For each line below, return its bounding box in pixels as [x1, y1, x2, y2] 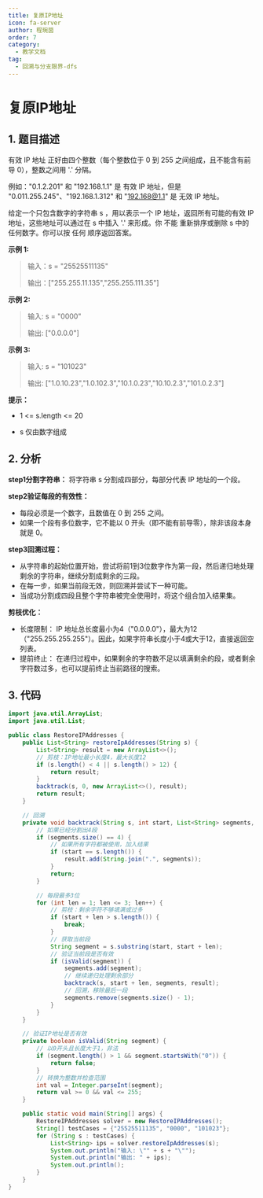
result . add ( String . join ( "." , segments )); [64, 855, 202, 864]
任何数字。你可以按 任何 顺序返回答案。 [8, 227, 136, 237]
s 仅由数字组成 [19, 426, 68, 437]
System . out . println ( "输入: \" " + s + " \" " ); [49, 1146, 196, 1155]
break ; [64, 921, 86, 929]
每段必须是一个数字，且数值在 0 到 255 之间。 [19, 508, 169, 518]
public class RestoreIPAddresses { [8, 732, 125, 739]
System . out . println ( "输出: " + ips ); [49, 1154, 171, 1162]
